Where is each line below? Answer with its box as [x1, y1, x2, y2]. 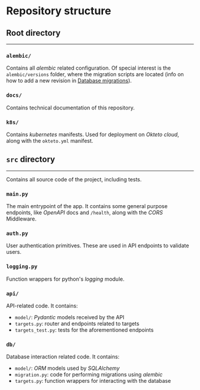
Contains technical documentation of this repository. [6, 104, 135, 111]
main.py [6, 190, 29, 197]
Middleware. [6, 215, 37, 222]
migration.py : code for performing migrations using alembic [14, 371, 162, 378]
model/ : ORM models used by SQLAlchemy [14, 364, 120, 372]
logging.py [6, 263, 37, 270]
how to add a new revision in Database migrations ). [6, 77, 132, 84]
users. [6, 249, 22, 256]
